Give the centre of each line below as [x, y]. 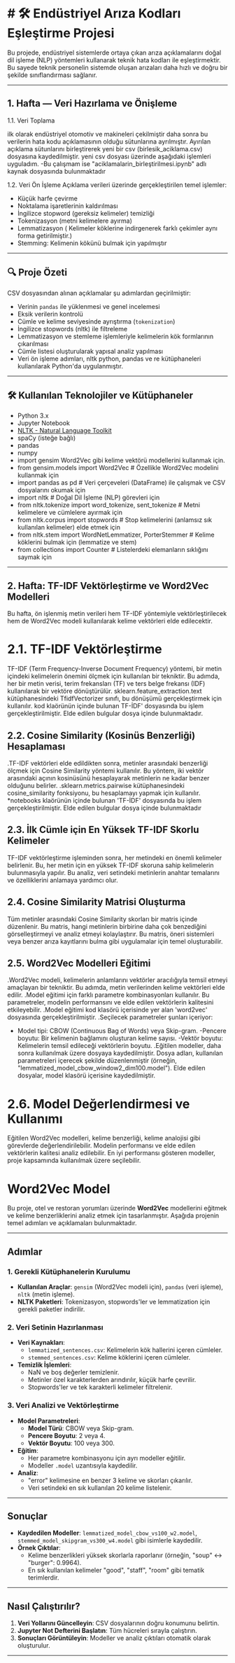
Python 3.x [33, 416]
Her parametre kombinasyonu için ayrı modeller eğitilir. [107, 1458]
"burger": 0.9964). [55, 1563]
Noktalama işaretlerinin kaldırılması [67, 206]
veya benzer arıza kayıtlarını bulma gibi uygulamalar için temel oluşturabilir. [115, 941]
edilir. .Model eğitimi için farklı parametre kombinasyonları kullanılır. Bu [108, 995]
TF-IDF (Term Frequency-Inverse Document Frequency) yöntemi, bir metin [115, 669]
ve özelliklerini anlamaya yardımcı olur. [63, 880]
